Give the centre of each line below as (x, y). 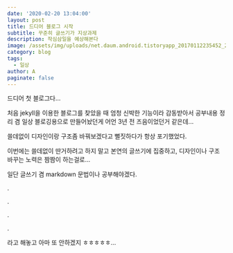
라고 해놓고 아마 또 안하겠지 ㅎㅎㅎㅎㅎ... (62, 243)
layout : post (26, 20)
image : (17, 46)
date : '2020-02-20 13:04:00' (49, 13)
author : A (21, 71)
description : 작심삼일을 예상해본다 (53, 39)
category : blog (29, 53)
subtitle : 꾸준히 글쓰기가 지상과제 (52, 33)
